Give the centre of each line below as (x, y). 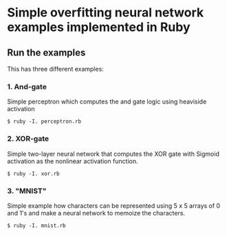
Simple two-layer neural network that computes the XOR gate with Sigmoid (113, 154)
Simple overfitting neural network (106, 13)
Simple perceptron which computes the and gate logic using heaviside (107, 102)
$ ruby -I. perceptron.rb (44, 121)
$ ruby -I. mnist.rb (37, 225)
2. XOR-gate (28, 139)
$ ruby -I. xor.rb (33, 174)
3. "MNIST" (27, 191)
